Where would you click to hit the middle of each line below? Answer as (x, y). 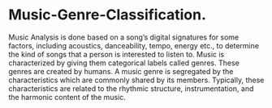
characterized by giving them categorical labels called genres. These (124, 63)
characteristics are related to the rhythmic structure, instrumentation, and (131, 88)
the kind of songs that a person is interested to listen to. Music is (117, 54)
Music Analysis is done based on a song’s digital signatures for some (124, 37)
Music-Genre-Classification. (108, 15)
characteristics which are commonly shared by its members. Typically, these (136, 80)
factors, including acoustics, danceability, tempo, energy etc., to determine (134, 45)
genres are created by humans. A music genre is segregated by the (121, 71)
